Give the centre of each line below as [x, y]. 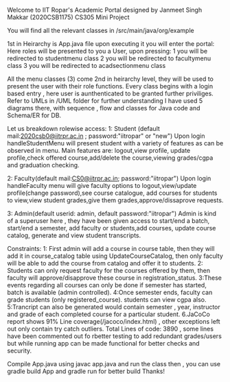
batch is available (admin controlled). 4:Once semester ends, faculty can [110, 292]
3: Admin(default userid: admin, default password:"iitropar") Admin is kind [112, 213]
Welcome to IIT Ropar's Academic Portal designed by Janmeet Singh [105, 10]
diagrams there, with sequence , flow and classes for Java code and [104, 108]
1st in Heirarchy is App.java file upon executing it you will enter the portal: [111, 44]
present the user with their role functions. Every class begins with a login [110, 86]
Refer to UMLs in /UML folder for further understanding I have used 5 [105, 101]
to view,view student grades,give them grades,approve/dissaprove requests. [115, 200]
